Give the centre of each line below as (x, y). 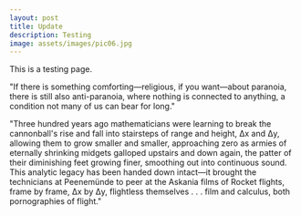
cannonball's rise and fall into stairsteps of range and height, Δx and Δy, (145, 134)
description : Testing (51, 35)
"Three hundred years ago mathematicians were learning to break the (140, 124)
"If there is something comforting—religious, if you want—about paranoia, (148, 87)
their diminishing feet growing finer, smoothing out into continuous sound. (148, 163)
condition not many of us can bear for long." (93, 107)
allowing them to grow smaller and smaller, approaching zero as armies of (148, 143)
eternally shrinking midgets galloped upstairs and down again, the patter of (150, 153)
